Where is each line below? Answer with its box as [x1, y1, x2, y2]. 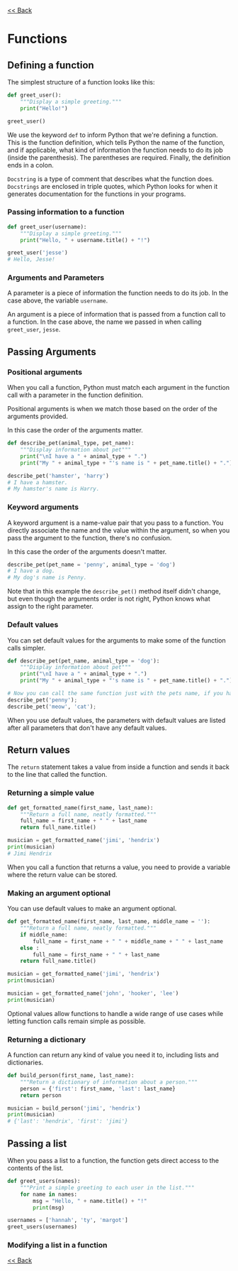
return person [20, 1091, 62, 1099]
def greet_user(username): [7, 223, 87, 230]
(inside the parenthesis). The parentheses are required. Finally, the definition [7, 153, 231, 162]
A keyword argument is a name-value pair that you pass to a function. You [7, 518, 224, 527]
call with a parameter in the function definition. [7, 391, 144, 400]
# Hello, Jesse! [7, 256, 55, 263]
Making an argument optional [7, 888, 111, 898]
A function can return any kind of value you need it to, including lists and [7, 1051, 220, 1059]
